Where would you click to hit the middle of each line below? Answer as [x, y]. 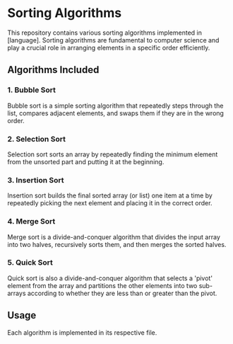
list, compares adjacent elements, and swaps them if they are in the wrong [116, 113]
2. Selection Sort [36, 139]
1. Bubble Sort [32, 90]
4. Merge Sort [31, 222]
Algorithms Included [53, 70]
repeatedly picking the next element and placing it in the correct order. [110, 203]
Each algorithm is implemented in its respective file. [82, 332]
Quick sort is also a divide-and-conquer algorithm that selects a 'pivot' [110, 278]
